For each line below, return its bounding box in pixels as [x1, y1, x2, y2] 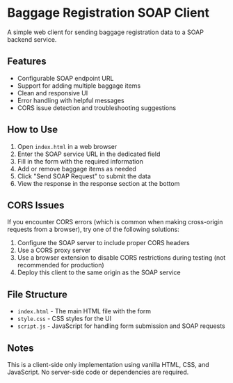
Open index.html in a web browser [17, 142, 118, 150]
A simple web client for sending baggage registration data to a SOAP [7, 28, 204, 36]
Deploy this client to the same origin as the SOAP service [17, 268, 181, 276]
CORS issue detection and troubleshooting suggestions [17, 103, 176, 112]
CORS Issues [7, 199, 65, 211]
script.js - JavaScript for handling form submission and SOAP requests [17, 322, 226, 330]
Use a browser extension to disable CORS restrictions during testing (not [17, 253, 226, 262]
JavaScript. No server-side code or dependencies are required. [7, 368, 189, 376]
